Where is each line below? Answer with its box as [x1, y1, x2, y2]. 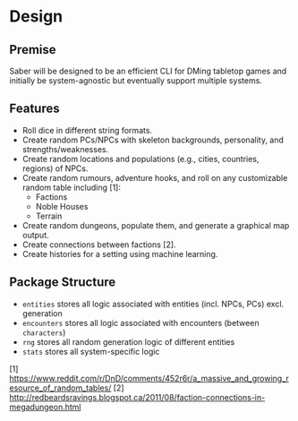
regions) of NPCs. [21, 163, 89, 174]
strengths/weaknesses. [21, 143, 109, 154]
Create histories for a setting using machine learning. [21, 248, 218, 259]
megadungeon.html [9, 401, 81, 412]
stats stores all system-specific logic [21, 346, 160, 357]
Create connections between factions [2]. [21, 239, 176, 250]
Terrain [35, 210, 63, 221]
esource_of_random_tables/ [9, 382, 112, 393]
